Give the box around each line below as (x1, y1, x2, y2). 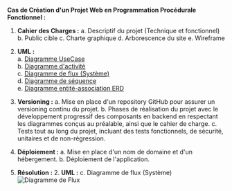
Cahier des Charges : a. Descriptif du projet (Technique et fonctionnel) (17, 27, 220, 35)
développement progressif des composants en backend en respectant (17, 112, 218, 120)
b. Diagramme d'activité (17, 62, 86, 70)
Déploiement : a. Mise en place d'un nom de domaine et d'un (17, 148, 193, 156)
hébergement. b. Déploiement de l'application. (17, 155, 150, 163)
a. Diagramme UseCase (17, 55, 85, 63)
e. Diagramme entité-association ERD (17, 84, 125, 92)
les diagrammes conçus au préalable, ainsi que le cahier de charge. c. (17, 120, 217, 127)
